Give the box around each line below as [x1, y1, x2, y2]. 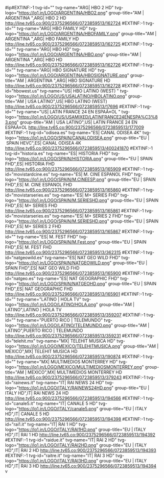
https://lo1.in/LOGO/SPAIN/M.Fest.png [19, 239, 95, 245]
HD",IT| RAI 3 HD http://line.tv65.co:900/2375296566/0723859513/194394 [5, 463, 157, 469]
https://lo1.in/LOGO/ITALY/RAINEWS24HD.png [19, 385, 112, 391]
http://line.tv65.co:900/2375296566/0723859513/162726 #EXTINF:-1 [5, 62, 145, 68]
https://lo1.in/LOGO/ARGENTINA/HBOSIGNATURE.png [19, 73, 127, 78]
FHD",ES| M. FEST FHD [5, 244, 52, 250]
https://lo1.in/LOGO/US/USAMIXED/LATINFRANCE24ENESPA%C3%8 [19, 114, 158, 120]
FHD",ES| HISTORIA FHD [5, 161, 55, 167]
